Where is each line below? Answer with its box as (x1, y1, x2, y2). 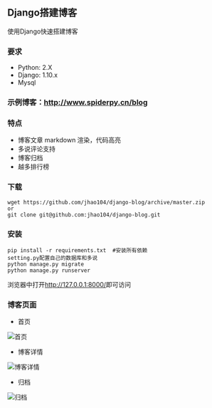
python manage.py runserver (7, 266, 91, 274)
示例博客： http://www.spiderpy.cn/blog (7, 98, 148, 108)
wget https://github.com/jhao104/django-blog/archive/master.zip (7, 199, 205, 206)
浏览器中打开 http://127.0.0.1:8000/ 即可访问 (7, 280, 132, 288)
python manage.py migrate (7, 261, 84, 268)
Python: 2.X (17, 63, 53, 72)
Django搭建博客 (7, 6, 78, 19)
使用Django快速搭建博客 (7, 27, 78, 36)
